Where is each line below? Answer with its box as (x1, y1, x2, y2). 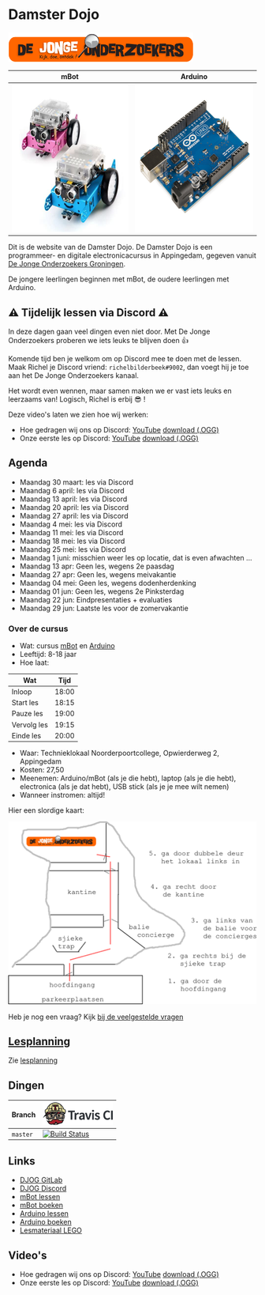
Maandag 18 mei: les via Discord (19, 536, 125, 546)
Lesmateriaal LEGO (19, 1225, 83, 1235)
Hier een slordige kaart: (8, 806, 85, 815)
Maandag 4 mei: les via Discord (19, 519, 122, 529)
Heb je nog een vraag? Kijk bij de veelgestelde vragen (8, 1012, 184, 1021)
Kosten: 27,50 (19, 765, 65, 775)
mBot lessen (19, 1192, 61, 1202)
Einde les (11, 731, 42, 740)
